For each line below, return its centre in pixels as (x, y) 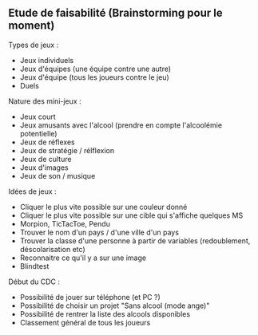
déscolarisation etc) (52, 249)
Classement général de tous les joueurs (85, 322)
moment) (32, 26)
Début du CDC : (34, 282)
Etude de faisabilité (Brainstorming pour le (115, 13)
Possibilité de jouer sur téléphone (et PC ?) (90, 297)
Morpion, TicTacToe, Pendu (65, 223)
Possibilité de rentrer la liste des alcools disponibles (105, 313)
